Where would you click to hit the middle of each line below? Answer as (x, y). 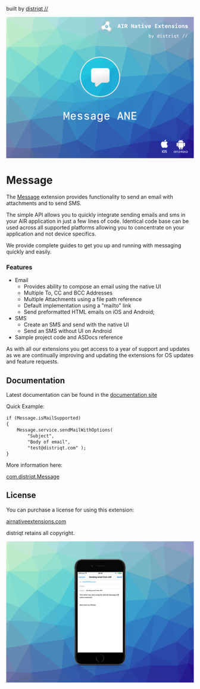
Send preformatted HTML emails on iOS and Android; (89, 312)
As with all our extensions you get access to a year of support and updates (98, 349)
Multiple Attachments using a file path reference (83, 299)
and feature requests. (33, 362)
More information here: (34, 465)
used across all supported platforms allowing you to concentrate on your (95, 227)
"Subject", (41, 436)
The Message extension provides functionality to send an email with (90, 197)
